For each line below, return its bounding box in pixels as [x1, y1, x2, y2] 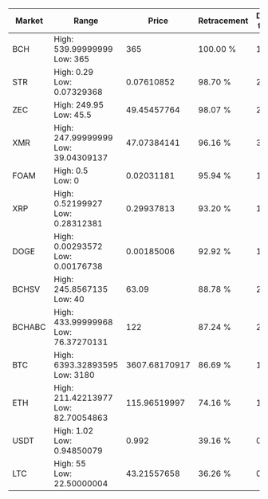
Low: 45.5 [53, 109, 92, 120]
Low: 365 [53, 53, 90, 65]
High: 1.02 [53, 426, 94, 436]
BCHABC [12, 322, 46, 332]
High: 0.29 [53, 67, 94, 77]
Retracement [198, 15, 249, 26]
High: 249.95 [53, 100, 104, 110]
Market [14, 15, 44, 26]
